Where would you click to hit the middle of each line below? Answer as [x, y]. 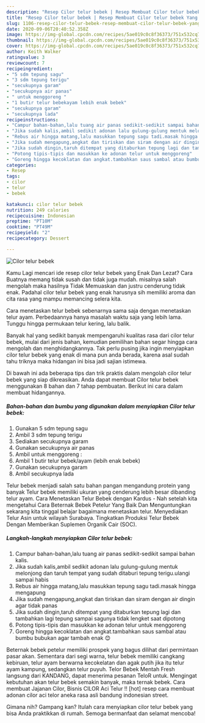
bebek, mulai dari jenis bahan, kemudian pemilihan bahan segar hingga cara [102, 341]
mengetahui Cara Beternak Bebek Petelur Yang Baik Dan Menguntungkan [99, 505]
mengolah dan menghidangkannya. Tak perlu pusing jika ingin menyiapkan [100, 348]
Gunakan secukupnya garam [51, 467]
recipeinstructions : [33, 119]
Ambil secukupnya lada [45, 474]
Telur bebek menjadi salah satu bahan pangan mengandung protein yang [98, 485]
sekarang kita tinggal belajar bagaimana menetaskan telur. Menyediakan [97, 511]
